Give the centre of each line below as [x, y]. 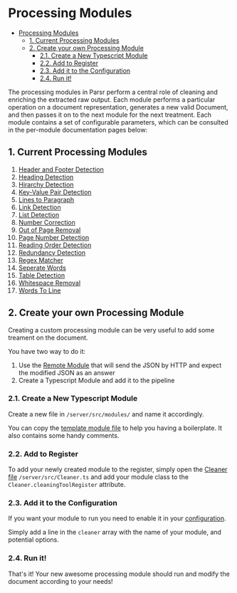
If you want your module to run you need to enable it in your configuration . [117, 518]
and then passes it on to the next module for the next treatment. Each [110, 115]
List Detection [39, 214]
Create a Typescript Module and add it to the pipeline [96, 380]
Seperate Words [42, 268]
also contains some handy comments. [64, 435]
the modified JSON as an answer [67, 372]
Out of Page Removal [49, 230]
